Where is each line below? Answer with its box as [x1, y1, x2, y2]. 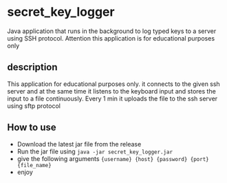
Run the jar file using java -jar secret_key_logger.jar [17, 147, 173, 155]
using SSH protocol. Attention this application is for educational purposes [7, 34, 215, 42]
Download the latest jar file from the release [17, 140, 142, 148]
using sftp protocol [7, 101, 61, 110]
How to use [7, 122, 56, 133]
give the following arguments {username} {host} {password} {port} [17, 154, 209, 162]
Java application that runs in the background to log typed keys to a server [7, 27, 217, 35]
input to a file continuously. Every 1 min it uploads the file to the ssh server [7, 94, 218, 103]
